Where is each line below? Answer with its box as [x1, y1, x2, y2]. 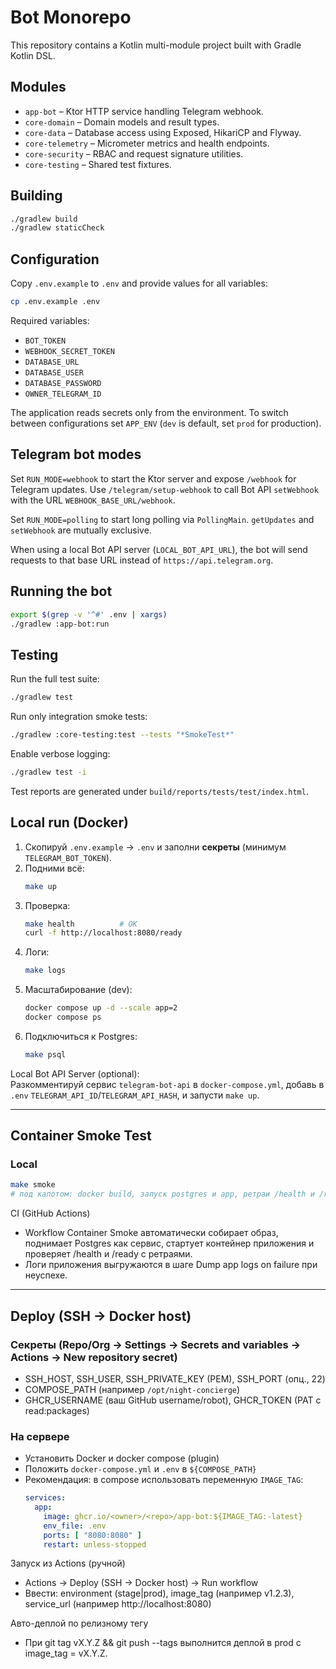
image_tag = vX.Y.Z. [24, 1647, 108, 1660]
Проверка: [24, 899, 71, 911]
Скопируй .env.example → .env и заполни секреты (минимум [24, 841, 287, 853]
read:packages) [24, 1404, 90, 1416]
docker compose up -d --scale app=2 [24, 1003, 178, 1013]
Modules [10, 79, 67, 96]
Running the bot [10, 583, 113, 600]
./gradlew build [10, 214, 78, 224]
